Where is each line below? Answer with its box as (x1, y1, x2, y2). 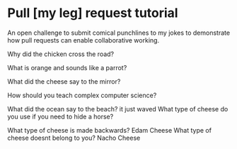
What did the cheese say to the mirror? (7, 77, 121, 86)
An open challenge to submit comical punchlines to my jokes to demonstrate (7, 28, 231, 37)
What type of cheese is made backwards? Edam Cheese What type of (7, 126, 212, 134)
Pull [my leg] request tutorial (7, 5, 178, 21)
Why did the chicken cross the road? (7, 50, 115, 58)
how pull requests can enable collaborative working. (7, 35, 160, 44)
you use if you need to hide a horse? (7, 112, 114, 121)
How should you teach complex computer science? (7, 91, 157, 99)
